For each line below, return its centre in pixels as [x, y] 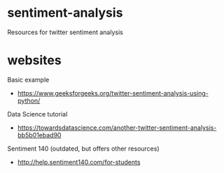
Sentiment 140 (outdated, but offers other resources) [83, 149]
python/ [29, 100]
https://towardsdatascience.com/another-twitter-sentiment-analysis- [117, 128]
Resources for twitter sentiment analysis [65, 32]
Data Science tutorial [37, 114]
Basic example [28, 80]
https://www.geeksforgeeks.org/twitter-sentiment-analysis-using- [113, 93]
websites [34, 60]
